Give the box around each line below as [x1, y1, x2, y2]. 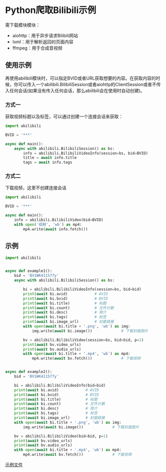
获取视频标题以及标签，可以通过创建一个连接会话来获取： [5, 114, 123, 119]
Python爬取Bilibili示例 [5, 4, 96, 16]
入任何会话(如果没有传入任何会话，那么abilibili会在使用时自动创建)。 [5, 88, 145, 94]
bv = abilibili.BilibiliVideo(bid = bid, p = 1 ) [14, 434, 108, 439]
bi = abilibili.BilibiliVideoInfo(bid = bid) [14, 383, 106, 388]
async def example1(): [5, 268, 52, 274]
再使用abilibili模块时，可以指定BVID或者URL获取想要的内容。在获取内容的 [5, 75, 156, 81]
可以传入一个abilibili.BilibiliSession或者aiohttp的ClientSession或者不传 [18, 81, 161, 87]
